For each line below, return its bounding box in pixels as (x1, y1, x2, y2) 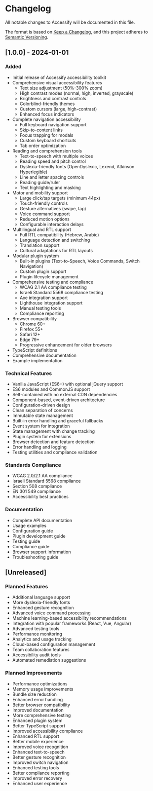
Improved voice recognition (12, 744, 68, 750)
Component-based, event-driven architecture (12, 397, 105, 403)
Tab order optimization (19, 143, 66, 149)
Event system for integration (12, 423, 70, 429)
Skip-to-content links (19, 127, 63, 133)
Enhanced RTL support (12, 733, 59, 739)
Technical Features (5, 370, 52, 377)
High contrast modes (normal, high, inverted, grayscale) (19, 90, 134, 96)
